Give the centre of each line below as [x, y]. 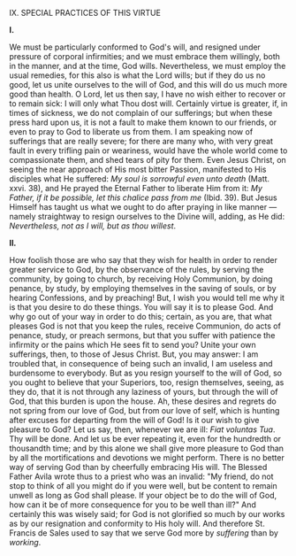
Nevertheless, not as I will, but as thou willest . [93, 226]
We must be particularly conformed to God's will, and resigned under [135, 47]
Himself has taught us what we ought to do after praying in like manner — [143, 207]
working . [25, 542]
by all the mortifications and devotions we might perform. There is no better [147, 458]
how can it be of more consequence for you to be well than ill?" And [133, 505]
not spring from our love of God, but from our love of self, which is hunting [144, 410]
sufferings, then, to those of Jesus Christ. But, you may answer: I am [134, 354]
